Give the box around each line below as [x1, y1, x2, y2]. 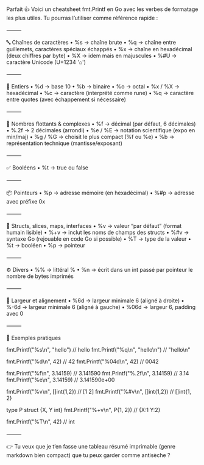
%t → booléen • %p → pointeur [6, 242, 85, 249]
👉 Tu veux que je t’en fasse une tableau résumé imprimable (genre [6, 443, 175, 450]
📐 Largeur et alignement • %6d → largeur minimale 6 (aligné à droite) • [6, 297, 185, 304]
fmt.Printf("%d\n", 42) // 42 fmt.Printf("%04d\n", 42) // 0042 [6, 358, 160, 365]
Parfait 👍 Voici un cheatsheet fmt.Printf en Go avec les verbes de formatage [6, 5, 199, 13]
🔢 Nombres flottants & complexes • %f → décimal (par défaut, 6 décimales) [6, 120, 196, 127]
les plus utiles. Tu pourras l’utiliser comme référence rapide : [6, 15, 158, 21]
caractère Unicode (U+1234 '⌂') [6, 59, 86, 66]
